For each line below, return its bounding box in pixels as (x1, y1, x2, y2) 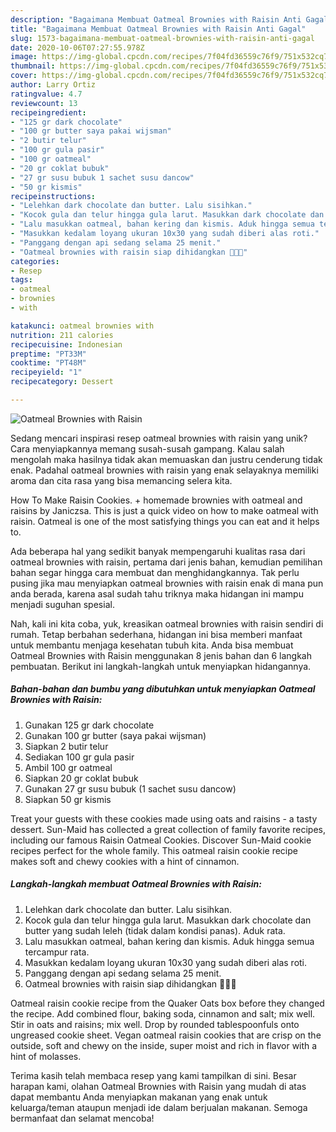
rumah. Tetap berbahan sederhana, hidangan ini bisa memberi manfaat (10, 628, 303, 640)
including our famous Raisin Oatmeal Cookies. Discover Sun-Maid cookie (10, 834, 312, 846)
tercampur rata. (24, 946, 90, 958)
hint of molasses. (10, 1050, 82, 1062)
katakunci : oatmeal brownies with (10, 321, 155, 331)
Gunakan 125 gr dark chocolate (24, 719, 155, 731)
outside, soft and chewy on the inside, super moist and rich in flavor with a (10, 1039, 318, 1051)
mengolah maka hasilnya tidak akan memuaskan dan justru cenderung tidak (10, 453, 323, 465)
